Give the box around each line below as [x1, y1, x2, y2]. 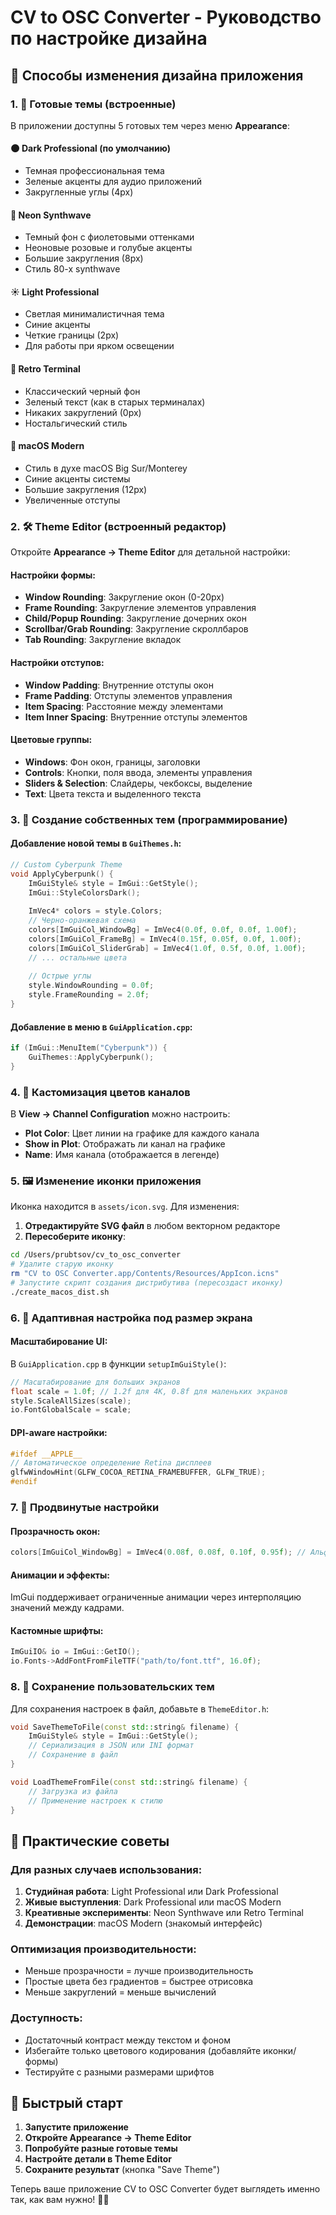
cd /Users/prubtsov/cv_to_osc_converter [10, 1250, 182, 1260]
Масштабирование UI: [10, 1336, 108, 1348]
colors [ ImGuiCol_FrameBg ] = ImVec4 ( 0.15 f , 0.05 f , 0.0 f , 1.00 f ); [28, 934, 302, 944]
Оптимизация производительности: [10, 1942, 197, 1956]
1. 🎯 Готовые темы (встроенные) [10, 97, 177, 111]
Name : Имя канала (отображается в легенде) [24, 1149, 220, 1161]
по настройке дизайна [10, 27, 208, 50]
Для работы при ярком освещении [24, 340, 175, 352]
